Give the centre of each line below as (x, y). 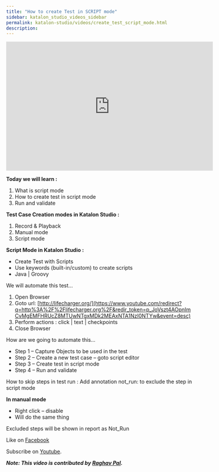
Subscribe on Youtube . (34, 452)
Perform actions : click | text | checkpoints (66, 322)
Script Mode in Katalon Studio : (45, 250)
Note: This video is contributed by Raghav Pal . (64, 463)
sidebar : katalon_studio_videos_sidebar (57, 17)
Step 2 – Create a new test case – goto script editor (77, 358)
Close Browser (32, 328)
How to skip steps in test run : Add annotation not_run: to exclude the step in (99, 382)
